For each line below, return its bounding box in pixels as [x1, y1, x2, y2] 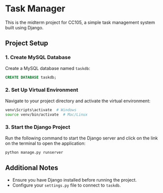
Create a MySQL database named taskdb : [5, 65, 90, 71]
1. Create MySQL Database [5, 54, 71, 61]
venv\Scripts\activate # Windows [5, 107, 77, 112]
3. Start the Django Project [5, 124, 71, 130]
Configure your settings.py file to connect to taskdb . [12, 182, 121, 188]
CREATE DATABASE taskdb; [5, 75, 57, 80]
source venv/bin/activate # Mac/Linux [5, 112, 88, 117]
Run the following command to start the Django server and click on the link [5, 135, 158, 141]
